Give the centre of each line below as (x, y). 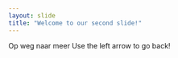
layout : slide (32, 15)
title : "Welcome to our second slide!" (75, 23)
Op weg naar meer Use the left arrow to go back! (89, 45)
